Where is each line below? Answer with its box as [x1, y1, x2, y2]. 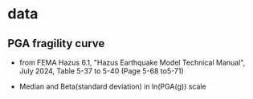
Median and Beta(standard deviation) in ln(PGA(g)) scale [18, 81, 206, 91]
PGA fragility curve [7, 37, 105, 50]
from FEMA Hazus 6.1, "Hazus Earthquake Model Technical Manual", [18, 57, 246, 67]
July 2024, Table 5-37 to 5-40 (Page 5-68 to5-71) [18, 66, 184, 76]
